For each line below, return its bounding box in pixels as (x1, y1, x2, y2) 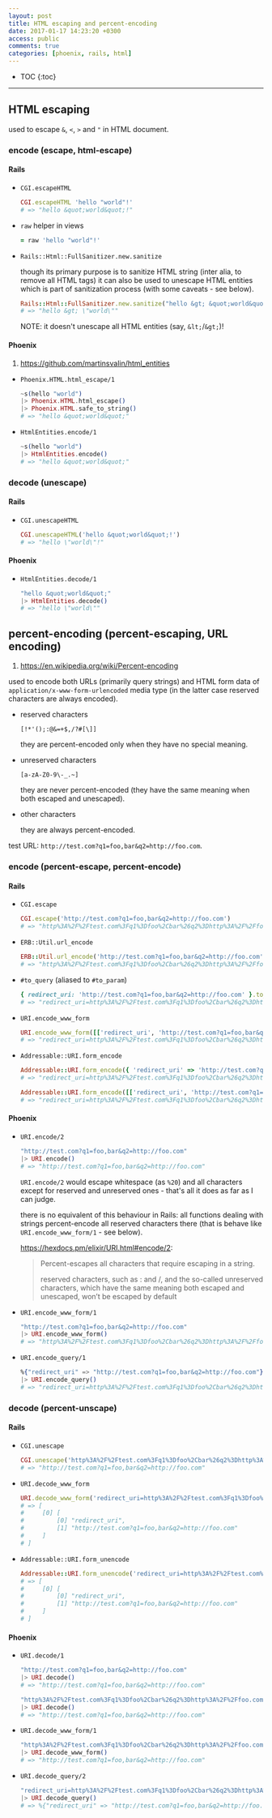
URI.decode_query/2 (19, 1773, 87, 1781)
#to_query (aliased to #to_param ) (19, 974, 128, 985)
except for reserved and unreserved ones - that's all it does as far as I (19, 1185, 253, 1196)
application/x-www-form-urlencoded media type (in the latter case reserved (8, 686, 260, 695)
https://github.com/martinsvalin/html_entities (19, 358, 170, 368)
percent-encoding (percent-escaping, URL (8, 627, 228, 640)
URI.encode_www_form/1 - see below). (19, 1227, 143, 1237)
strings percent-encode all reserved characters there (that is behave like (19, 1218, 262, 1228)
